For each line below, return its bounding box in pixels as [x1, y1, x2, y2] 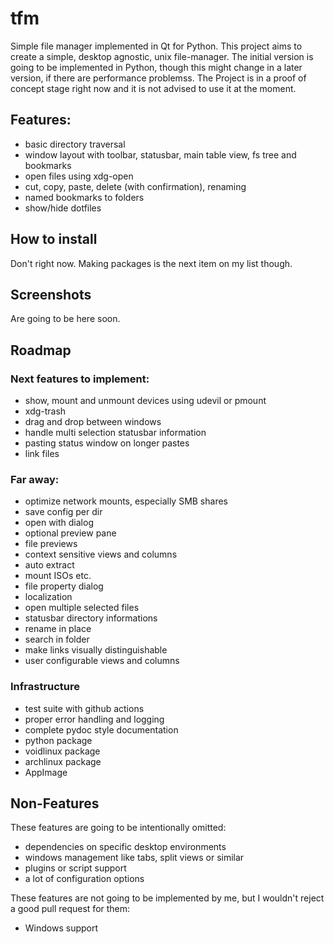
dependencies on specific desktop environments [24, 841, 227, 853]
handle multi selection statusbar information [24, 427, 207, 439]
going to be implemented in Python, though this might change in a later [10, 61, 303, 73]
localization [24, 591, 73, 603]
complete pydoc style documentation [24, 723, 179, 736]
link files [24, 448, 60, 460]
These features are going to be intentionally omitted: [10, 822, 227, 834]
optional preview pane [24, 527, 117, 539]
